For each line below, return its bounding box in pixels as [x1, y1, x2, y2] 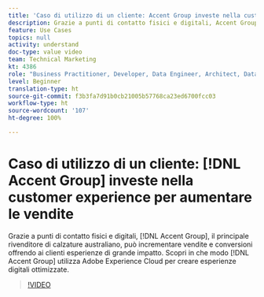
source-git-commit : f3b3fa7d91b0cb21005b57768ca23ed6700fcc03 [8, 92, 216, 100]
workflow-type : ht [8, 99, 68, 107]
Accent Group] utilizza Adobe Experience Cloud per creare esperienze [8, 256, 237, 265]
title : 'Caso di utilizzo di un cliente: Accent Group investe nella [8, 11, 241, 20]
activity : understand [8, 41, 79, 49]
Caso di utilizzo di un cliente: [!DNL [8, 155, 241, 173]
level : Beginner [8, 77, 61, 85]
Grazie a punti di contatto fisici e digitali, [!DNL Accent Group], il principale [8, 231, 249, 240]
